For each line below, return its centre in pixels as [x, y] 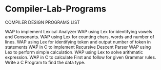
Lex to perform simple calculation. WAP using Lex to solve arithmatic [74, 52]
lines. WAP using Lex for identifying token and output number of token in [78, 42]
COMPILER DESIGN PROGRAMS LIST [42, 22]
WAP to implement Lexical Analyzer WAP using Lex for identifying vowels [79, 31]
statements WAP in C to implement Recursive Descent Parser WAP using [78, 47]
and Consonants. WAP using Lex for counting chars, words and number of [80, 37]
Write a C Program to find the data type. [45, 62]
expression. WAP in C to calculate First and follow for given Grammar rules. [80, 57]
